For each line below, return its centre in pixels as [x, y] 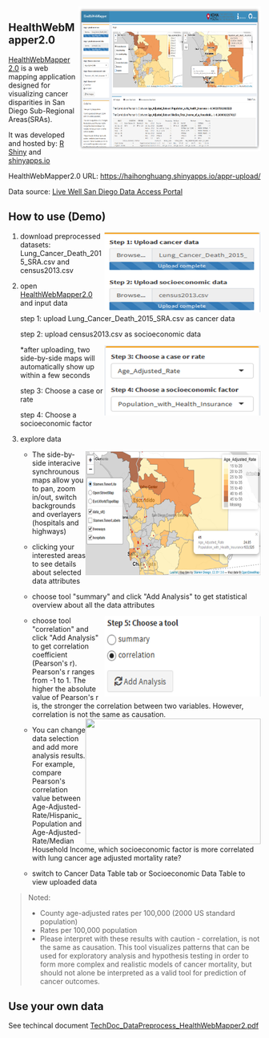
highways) [49, 531]
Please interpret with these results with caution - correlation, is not [150, 938]
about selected [56, 572]
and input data [44, 303]
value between [56, 798]
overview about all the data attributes [93, 604]
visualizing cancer [38, 93]
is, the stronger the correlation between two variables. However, [138, 706]
